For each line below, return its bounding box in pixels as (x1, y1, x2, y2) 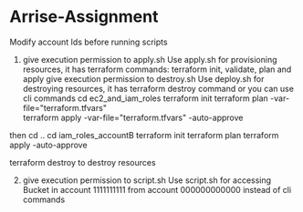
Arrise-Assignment (9, 6, 159, 27)
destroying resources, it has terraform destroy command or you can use (22, 83, 295, 94)
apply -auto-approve (9, 139, 89, 150)
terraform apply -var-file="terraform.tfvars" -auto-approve (22, 112, 244, 123)
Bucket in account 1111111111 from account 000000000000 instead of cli (22, 184, 292, 195)
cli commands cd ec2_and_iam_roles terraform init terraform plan (22, 93, 269, 104)
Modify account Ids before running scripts (9, 36, 168, 47)
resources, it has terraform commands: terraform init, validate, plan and (22, 64, 292, 75)
